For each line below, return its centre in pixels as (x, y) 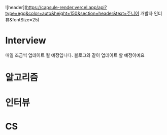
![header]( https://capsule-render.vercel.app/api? (56, 7)
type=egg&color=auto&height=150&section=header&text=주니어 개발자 (79, 13)
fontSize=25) (26, 20)
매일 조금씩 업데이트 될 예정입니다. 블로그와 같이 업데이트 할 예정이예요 (75, 55)
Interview (26, 41)
